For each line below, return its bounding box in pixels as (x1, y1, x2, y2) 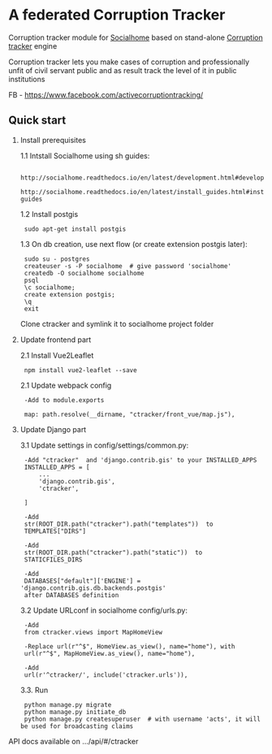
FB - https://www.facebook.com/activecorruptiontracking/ (8, 89, 204, 99)
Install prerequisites (19, 135, 87, 145)
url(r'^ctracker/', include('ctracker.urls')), (24, 670, 188, 679)
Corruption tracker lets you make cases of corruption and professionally (8, 57, 250, 67)
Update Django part (19, 424, 87, 434)
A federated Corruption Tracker (8, 6, 226, 24)
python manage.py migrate (24, 700, 112, 708)
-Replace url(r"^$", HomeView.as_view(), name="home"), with (24, 642, 235, 651)
